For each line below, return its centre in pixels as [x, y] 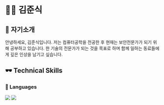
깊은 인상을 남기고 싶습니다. [36, 54]
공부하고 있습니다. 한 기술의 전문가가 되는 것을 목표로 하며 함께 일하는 [76, 48]
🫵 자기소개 [20, 30]
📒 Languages [21, 87]
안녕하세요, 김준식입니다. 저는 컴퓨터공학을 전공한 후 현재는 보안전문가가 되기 [79, 42]
